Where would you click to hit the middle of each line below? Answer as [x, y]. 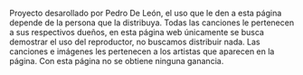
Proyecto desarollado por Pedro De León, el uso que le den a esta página [146, 13]
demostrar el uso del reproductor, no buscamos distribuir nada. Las [135, 42]
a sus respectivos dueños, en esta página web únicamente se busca [137, 32]
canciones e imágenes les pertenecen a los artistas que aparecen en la [142, 52]
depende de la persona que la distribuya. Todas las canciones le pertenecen [152, 23]
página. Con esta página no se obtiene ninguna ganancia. [117, 61]
